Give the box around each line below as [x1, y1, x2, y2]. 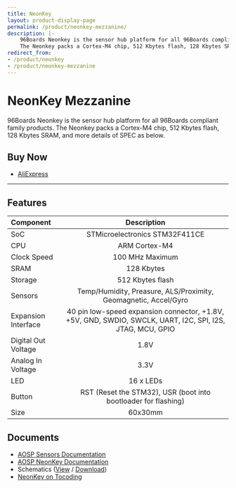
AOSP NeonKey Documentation [17, 458, 109, 466]
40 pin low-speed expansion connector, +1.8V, [66, 307, 225, 317]
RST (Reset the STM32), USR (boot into [80, 388, 211, 397]
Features [7, 197, 47, 209]
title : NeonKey [7, 10, 52, 18]
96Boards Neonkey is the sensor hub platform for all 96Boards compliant [7, 116, 219, 124]
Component [11, 218, 51, 227]
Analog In [11, 356, 42, 366]
